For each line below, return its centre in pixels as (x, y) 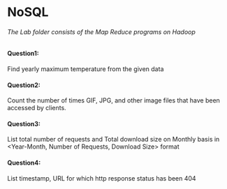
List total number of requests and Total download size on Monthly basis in (113, 139)
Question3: (24, 123)
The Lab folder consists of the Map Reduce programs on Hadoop (101, 31)
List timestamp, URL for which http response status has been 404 (102, 178)
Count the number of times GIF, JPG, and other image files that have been (113, 100)
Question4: (24, 162)
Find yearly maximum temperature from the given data (86, 69)
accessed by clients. (37, 108)
